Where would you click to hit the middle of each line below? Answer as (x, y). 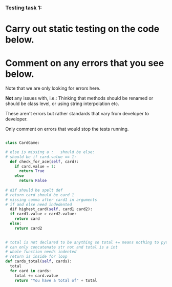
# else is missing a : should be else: (50, 152)
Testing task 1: (24, 8)
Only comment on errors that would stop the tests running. (67, 129)
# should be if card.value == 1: (41, 157)
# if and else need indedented (39, 204)
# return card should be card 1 (40, 195)
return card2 (28, 228)
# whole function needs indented (41, 252)
